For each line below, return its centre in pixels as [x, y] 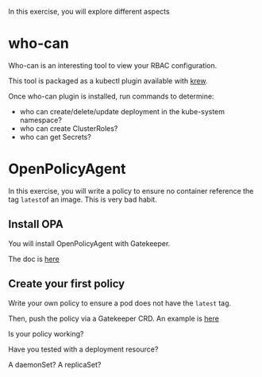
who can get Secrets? [55, 137]
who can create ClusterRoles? [69, 128]
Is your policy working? [46, 333]
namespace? [40, 120]
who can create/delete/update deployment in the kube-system [122, 111]
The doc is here [34, 259]
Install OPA [36, 224]
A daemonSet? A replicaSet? [55, 364]
